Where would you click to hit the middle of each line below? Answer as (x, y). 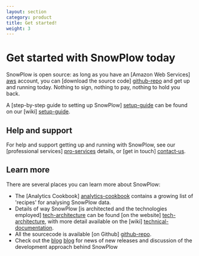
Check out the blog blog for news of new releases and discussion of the (103, 240)
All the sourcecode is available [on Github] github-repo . (83, 234)
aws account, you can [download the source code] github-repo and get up (98, 81)
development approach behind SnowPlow (66, 246)
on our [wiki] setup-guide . (38, 112)
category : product (29, 17)
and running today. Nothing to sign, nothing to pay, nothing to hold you (93, 87)
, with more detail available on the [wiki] (94, 221)
